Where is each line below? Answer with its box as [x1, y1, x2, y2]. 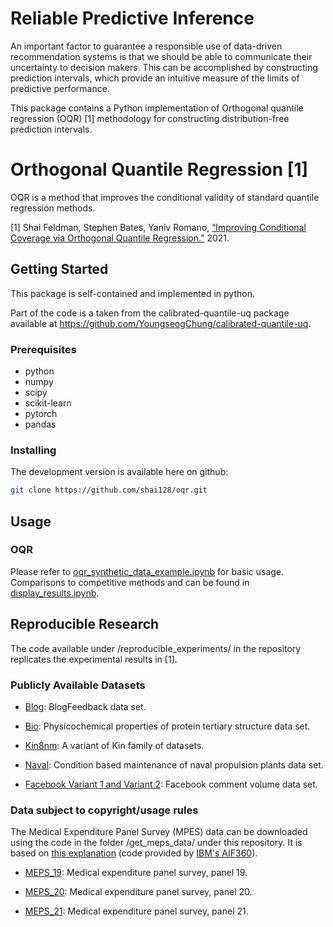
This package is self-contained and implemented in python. [10, 287, 255, 299]
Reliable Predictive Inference [10, 7, 255, 30]
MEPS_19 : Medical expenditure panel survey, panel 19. [24, 867, 248, 879]
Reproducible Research [10, 616, 160, 633]
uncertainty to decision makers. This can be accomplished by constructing [10, 61, 318, 73]
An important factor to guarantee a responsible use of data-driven [10, 40, 283, 52]
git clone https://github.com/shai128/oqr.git [10, 485, 208, 496]
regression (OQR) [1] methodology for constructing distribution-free [10, 112, 290, 124]
